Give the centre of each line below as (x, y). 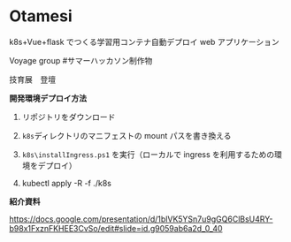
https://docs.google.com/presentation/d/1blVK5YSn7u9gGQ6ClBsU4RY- (141, 219)
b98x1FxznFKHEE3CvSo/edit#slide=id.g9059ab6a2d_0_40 (116, 228)
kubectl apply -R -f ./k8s (67, 183)
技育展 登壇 (32, 79)
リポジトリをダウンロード (69, 117)
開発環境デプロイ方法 (48, 98)
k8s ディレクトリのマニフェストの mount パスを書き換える (126, 135)
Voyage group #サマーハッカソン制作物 (81, 60)
